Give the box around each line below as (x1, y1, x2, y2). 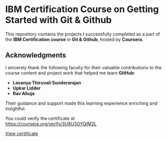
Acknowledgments (5, 51, 67, 60)
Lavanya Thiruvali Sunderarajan (12, 79, 81, 85)
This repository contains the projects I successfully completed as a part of (5, 31, 160, 37)
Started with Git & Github (5, 14, 112, 26)
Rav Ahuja (12, 90, 35, 97)
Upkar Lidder (12, 85, 41, 91)
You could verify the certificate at (5, 115, 75, 121)
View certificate (5, 130, 38, 136)
